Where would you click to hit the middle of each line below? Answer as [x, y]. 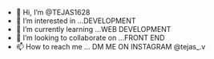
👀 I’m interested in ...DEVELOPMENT [76, 21]
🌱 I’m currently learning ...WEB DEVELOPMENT [93, 29]
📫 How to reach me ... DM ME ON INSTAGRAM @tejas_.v [111, 47]
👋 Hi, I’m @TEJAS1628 [53, 12]
